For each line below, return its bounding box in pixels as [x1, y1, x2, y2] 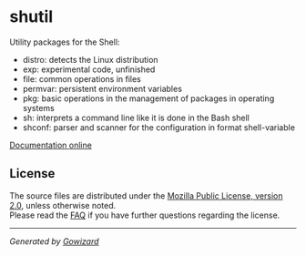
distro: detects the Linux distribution [22, 54, 158, 65]
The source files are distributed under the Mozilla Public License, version [9, 189, 283, 201]
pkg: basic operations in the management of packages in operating [22, 93, 275, 104]
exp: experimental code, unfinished [22, 64, 156, 75]
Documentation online [9, 139, 93, 150]
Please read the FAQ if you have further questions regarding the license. [9, 210, 280, 220]
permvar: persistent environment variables [22, 83, 182, 94]
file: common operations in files [22, 73, 141, 84]
